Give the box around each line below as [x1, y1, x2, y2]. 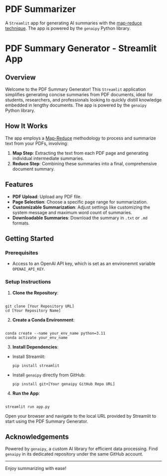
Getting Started [5, 234, 54, 242]
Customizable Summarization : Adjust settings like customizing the [12, 204, 151, 210]
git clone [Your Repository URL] [5, 304, 75, 309]
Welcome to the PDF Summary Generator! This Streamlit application [5, 86, 146, 92]
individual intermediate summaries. [12, 155, 84, 161]
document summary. [12, 166, 55, 172]
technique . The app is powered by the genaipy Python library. [5, 25, 131, 31]
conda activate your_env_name [5, 335, 68, 340]
